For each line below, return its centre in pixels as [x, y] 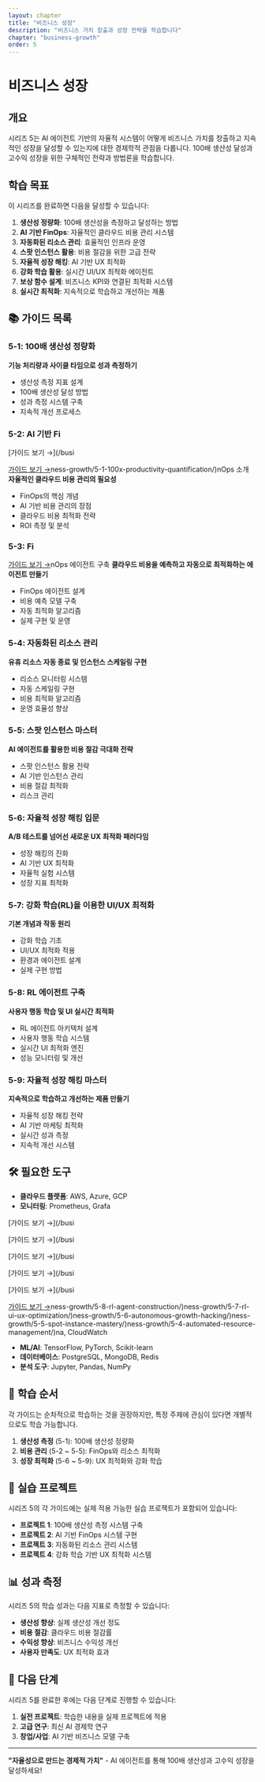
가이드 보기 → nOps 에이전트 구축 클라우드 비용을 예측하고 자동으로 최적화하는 [127, 565]
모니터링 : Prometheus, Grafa [65, 1206]
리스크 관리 [37, 795]
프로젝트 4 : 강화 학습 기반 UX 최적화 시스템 [86, 1555]
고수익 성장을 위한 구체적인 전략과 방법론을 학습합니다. [91, 158]
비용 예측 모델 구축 [48, 601]
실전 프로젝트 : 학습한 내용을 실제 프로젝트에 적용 [93, 1717]
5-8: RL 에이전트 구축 [47, 993]
